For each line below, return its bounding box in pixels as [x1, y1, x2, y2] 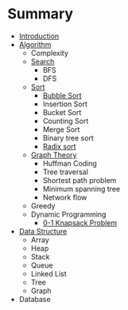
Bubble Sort [42, 90, 82, 100]
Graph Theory [30, 149, 77, 160]
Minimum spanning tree [42, 184, 121, 193]
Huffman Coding [42, 158, 97, 168]
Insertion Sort [42, 99, 88, 109]
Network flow [42, 193, 87, 202]
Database [18, 294, 51, 304]
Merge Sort [42, 125, 80, 134]
